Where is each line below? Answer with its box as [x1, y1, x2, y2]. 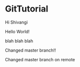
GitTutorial [5, 3, 48, 14]
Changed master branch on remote [5, 56, 75, 62]
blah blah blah [5, 38, 33, 44]
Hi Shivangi [5, 19, 28, 25]
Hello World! [5, 28, 30, 34]
